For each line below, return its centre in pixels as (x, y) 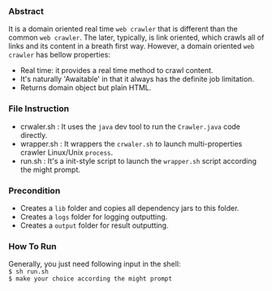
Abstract (26, 11)
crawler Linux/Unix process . (67, 152)
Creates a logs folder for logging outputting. (94, 216)
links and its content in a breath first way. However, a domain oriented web (132, 46)
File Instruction (39, 109)
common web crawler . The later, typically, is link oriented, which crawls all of (136, 37)
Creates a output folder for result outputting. (94, 225)
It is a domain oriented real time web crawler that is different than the (123, 29)
